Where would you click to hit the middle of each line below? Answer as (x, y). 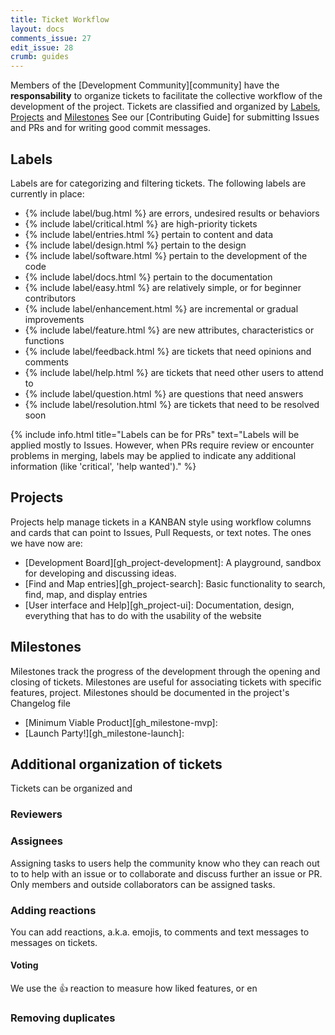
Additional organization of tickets (116, 764)
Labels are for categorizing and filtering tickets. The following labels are (158, 183)
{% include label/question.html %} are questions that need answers (164, 393)
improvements (54, 319)
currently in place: (47, 193)
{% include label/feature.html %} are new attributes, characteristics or (169, 330)
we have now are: (46, 543)
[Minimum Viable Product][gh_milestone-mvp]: (121, 722)
